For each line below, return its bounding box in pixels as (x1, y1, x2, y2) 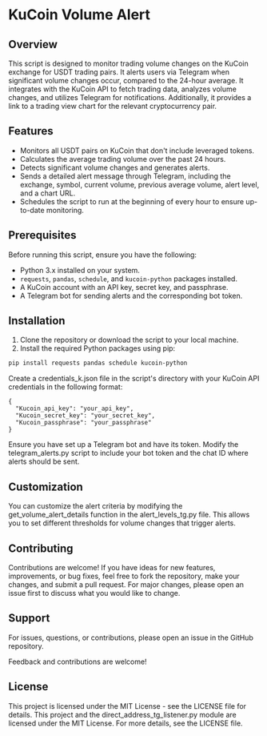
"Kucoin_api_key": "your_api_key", (15, 404, 134, 413)
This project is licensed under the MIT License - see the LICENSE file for (8, 701, 246, 710)
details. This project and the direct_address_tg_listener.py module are (8, 710, 237, 719)
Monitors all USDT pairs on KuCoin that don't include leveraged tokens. (19, 146, 254, 155)
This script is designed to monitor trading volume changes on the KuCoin (8, 58, 249, 68)
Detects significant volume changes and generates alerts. (19, 163, 210, 172)
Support (8, 611, 50, 625)
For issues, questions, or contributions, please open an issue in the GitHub (8, 633, 253, 642)
